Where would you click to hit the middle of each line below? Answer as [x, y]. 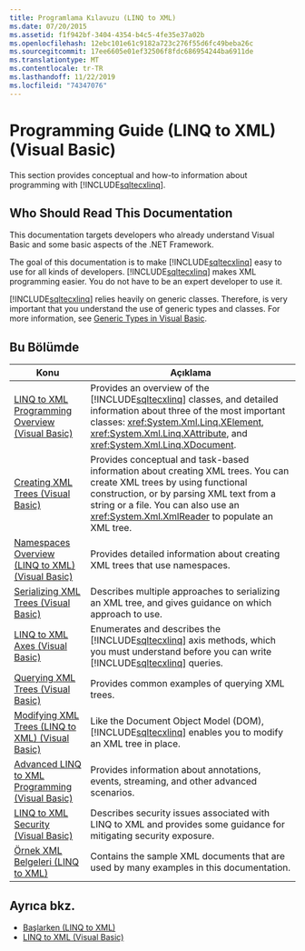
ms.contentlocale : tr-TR [56, 69]
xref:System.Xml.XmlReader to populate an [182, 516]
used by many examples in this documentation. [191, 867]
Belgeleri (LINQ [47, 862]
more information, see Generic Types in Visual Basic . [108, 318]
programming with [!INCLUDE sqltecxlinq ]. [88, 185]
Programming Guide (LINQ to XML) [143, 130]
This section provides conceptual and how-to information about [128, 175]
